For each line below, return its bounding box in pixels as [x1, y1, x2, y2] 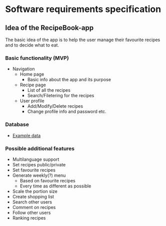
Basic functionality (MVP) [5, 54, 69, 61]
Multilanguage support [12, 156, 59, 162]
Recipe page [19, 82, 46, 88]
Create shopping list [12, 193, 54, 199]
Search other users [12, 199, 52, 205]
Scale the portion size [12, 188, 57, 194]
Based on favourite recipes [19, 177, 76, 183]
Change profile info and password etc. [27, 109, 106, 115]
